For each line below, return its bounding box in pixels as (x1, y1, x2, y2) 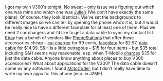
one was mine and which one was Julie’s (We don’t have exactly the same (5, 9, 153, 15)
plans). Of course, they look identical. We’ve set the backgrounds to (5, 14, 141, 20)
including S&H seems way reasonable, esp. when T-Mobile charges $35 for (5, 50, 157, 56)
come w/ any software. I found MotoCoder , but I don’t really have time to (5, 66, 151, 71)
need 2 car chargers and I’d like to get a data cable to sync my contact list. (5, 30, 155, 35)
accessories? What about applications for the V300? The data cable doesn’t (5, 60, 158, 66)
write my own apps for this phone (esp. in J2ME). (5, 71, 104, 76)
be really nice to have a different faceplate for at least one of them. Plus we (5, 25, 156, 30)
